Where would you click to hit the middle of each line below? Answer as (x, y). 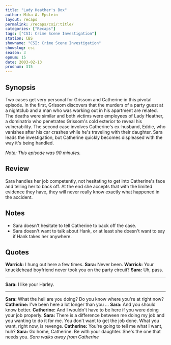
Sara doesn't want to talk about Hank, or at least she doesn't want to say (89, 231)
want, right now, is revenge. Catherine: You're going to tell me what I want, (84, 326)
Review (17, 169)
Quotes (17, 252)
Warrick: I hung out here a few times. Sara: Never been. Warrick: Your (80, 265)
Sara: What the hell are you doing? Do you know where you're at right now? (84, 299)
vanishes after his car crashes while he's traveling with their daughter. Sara (84, 132)
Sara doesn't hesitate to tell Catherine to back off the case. (74, 225)
